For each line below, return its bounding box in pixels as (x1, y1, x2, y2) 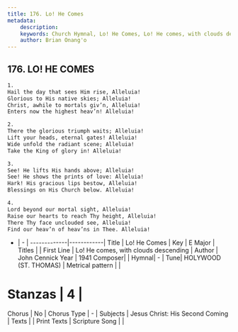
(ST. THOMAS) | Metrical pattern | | (17, 261, 121, 270)
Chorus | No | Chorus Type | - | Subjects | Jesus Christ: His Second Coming (7, 309, 229, 318)
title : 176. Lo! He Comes (7, 10, 84, 18)
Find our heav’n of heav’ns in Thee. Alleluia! (7, 226, 151, 233)
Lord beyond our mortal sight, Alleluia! (7, 206, 132, 213)
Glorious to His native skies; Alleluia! (7, 95, 132, 102)
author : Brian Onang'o (20, 37, 87, 44)
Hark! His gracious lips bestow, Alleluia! (7, 180, 138, 187)
